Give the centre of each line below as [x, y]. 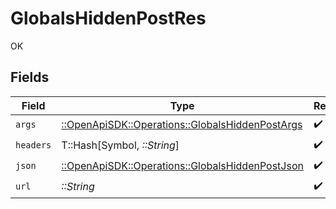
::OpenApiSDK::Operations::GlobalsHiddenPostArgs [182, 125]
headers [33, 145]
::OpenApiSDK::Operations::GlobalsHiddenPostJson [182, 166]
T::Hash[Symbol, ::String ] [120, 145]
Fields [30, 77]
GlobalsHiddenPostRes [108, 18]
